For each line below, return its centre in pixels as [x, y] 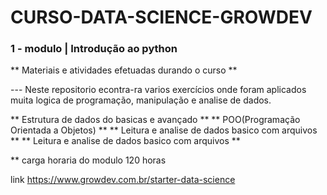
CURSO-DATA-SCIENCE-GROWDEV [161, 17]
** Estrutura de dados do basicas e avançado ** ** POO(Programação [155, 120]
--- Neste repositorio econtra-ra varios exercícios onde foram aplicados [158, 90]
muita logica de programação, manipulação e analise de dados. [141, 100]
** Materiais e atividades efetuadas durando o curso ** [124, 70]
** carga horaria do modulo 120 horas [88, 160]
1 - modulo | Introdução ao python [94, 49]
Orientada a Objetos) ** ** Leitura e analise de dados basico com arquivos [164, 130]
